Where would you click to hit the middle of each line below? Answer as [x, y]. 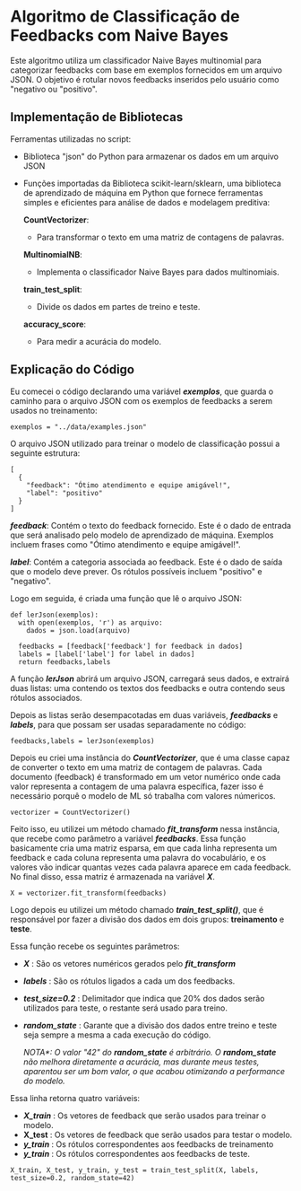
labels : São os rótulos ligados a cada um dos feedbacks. [129, 981]
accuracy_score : [55, 324]
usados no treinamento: [54, 410]
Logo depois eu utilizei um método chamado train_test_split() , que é [137, 909]
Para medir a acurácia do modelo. [99, 341]
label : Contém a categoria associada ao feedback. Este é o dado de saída [146, 562]
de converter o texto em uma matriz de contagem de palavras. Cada [136, 767]
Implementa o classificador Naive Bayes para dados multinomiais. [158, 272]
